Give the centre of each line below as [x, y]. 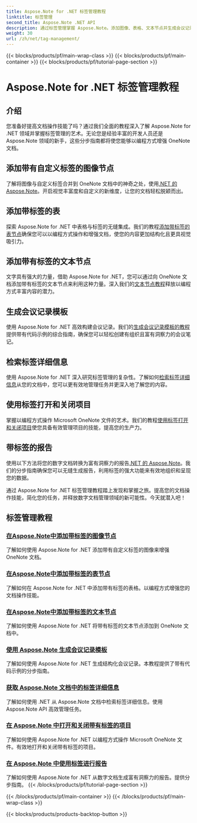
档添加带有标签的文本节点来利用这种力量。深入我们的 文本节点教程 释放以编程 [98, 284]
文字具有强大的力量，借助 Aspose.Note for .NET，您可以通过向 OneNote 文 [97, 277]
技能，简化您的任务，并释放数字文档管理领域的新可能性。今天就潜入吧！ [98, 498]
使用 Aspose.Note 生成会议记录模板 [57, 650]
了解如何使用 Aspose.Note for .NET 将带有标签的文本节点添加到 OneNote [94, 626]
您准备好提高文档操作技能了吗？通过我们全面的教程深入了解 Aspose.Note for [98, 126]
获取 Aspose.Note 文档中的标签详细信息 [63, 688]
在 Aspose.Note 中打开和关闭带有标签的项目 [69, 725]
